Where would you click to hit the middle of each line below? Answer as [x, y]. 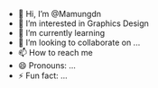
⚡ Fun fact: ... [42, 75]
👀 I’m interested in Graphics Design [83, 23]
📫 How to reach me [55, 53]
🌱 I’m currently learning [61, 33]
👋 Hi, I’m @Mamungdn [60, 14]
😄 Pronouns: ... [47, 66]
